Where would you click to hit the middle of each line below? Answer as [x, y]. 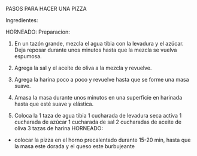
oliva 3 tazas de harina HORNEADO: [58, 128]
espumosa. [28, 56]
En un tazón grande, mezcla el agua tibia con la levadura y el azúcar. [99, 43]
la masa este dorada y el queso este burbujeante [75, 146]
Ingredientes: [22, 20]
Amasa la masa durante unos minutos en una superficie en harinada [98, 97]
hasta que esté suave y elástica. [54, 104]
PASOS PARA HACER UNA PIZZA [46, 9]
